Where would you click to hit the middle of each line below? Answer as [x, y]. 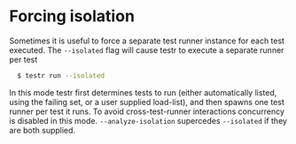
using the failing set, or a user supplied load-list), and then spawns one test [147, 102]
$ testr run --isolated [61, 76]
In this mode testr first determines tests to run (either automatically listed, [143, 92]
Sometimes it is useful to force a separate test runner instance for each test [147, 41]
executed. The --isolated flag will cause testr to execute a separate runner [147, 49]
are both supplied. [43, 130]
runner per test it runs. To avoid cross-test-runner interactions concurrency [147, 111]
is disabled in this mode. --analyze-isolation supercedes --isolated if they [148, 120]
